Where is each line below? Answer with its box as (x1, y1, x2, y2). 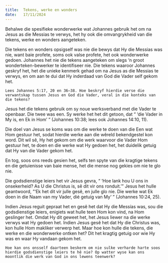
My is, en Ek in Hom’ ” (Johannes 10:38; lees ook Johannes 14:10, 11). (5, 116, 148, 122)
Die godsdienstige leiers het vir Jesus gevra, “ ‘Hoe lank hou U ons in (5, 178, 148, 184)
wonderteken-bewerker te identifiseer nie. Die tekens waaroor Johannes (5, 62, 155, 68)
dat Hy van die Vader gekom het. (5, 147, 73, 153)
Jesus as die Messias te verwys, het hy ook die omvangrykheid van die (5, 31, 152, 37)
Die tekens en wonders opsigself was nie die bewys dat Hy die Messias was (5, 46, 163, 52)
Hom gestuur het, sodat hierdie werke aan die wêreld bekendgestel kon (5, 131, 153, 137)
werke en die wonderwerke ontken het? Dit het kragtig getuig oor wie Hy (5, 230, 155, 236)
